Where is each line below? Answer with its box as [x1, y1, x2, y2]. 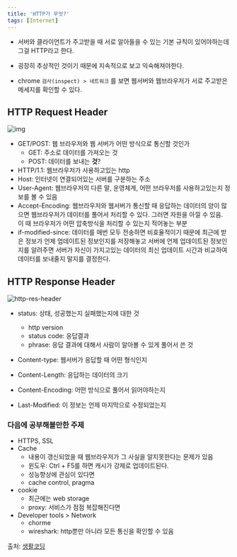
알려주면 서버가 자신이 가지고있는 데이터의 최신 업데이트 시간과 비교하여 [30, 246, 228, 254]
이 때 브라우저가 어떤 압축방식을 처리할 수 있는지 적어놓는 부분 [17, 219, 187, 227]
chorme [28, 519, 52, 527]
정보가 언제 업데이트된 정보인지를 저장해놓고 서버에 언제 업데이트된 [25, 237, 209, 245]
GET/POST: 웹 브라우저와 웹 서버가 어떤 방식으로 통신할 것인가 [17, 140, 190, 148]
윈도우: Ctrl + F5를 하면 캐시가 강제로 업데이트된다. [28, 461, 169, 470]
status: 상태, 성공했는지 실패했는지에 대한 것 [17, 309, 139, 317]
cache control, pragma [28, 478, 95, 487]
